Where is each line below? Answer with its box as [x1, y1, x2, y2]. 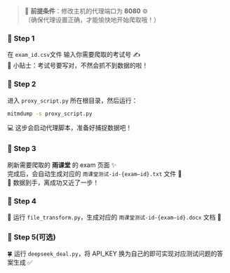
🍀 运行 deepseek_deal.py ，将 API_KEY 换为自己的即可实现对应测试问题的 [7, 249, 217, 258]
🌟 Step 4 [7, 196, 37, 206]
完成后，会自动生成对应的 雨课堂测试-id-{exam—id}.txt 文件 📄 [7, 169, 182, 178]
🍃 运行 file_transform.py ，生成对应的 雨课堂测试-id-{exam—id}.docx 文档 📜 [7, 213, 222, 222]
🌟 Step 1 [7, 33, 35, 43]
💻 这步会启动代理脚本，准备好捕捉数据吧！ [7, 124, 133, 132]
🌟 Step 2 [7, 79, 36, 89]
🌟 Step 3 [7, 144, 36, 154]
